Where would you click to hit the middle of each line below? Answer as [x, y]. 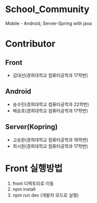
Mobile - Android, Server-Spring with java [48, 23]
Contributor [30, 44]
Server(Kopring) [32, 127]
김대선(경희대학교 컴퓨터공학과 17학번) [50, 75]
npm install [24, 189]
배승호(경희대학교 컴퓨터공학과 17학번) [50, 110]
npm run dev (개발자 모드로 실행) [45, 195]
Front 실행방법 [34, 168]
